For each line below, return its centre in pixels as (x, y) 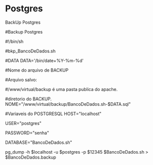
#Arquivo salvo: (21, 80)
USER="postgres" (24, 123)
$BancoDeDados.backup (31, 157)
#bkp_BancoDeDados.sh (30, 51)
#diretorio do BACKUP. (28, 99)
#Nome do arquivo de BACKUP (37, 70)
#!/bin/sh (14, 41)
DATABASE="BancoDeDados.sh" (39, 142)
